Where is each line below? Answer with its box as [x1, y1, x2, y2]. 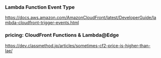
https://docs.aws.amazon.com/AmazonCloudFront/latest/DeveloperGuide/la [5, 15, 156, 21]
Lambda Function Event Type [5, 4, 75, 11]
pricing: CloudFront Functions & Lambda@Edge [5, 32, 119, 38]
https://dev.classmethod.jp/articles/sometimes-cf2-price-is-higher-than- [5, 43, 151, 48]
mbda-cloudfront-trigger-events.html [5, 20, 79, 25]
